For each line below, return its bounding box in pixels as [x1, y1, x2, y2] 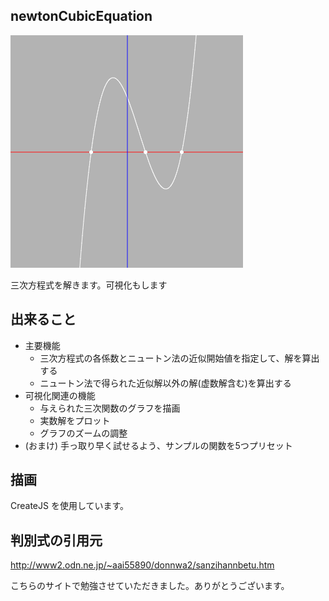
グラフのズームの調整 [39, 427, 128, 439]
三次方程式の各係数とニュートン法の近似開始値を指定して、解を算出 [39, 352, 320, 364]
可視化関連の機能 [24, 389, 96, 401]
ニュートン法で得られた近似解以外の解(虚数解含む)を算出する [39, 377, 292, 389]
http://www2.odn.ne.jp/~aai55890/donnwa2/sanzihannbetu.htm [10, 559, 275, 571]
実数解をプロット [39, 414, 111, 426]
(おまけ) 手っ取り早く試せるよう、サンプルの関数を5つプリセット [24, 439, 293, 451]
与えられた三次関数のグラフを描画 [39, 402, 181, 414]
